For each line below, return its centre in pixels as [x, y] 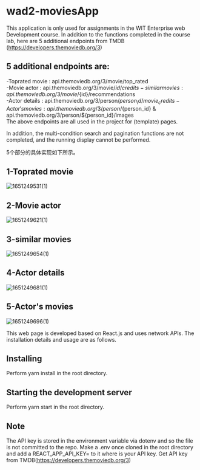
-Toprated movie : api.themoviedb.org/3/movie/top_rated [77, 81]
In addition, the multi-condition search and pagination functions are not [95, 133]
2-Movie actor [34, 205]
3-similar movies [39, 239]
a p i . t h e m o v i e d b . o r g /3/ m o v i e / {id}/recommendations [71, 94]
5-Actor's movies [40, 307]
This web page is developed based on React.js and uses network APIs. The [100, 333]
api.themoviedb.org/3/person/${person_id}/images [70, 115]
